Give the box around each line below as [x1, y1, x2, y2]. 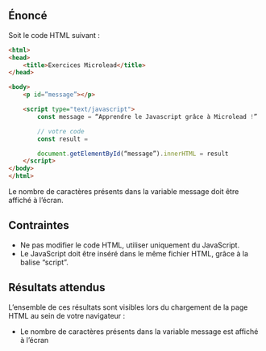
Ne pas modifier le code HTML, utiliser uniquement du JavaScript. [19, 240, 240, 250]
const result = [37, 135, 89, 143]
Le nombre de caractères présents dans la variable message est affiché [19, 326, 259, 336]
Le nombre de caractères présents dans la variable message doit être [8, 187, 239, 197]
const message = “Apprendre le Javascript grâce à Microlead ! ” [37, 112, 258, 121]
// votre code [37, 127, 85, 135]
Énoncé [8, 9, 48, 23]
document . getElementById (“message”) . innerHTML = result [37, 150, 229, 158]
